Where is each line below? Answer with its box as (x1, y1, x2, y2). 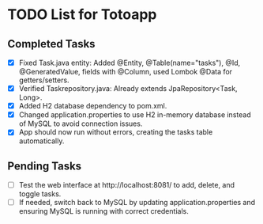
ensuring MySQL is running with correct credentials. (18, 207, 189, 216)
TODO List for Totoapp (7, 6, 157, 24)
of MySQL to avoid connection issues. (18, 119, 143, 128)
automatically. (18, 136, 65, 146)
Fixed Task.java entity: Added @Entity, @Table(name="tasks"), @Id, (18, 58, 241, 67)
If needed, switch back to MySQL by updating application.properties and (18, 198, 256, 207)
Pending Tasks (7, 159, 82, 173)
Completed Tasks (7, 37, 96, 51)
